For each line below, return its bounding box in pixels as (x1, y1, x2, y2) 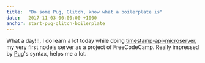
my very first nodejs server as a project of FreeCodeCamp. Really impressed (6, 43, 199, 51)
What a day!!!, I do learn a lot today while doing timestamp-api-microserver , (6, 37, 197, 45)
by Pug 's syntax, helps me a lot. (6, 50, 87, 57)
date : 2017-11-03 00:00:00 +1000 (6, 15, 97, 21)
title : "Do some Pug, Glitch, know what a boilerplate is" (6, 9, 163, 15)
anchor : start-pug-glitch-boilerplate (6, 20, 105, 26)
